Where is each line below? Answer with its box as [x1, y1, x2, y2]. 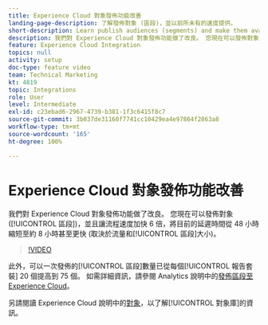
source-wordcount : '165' [8, 130, 91, 138]
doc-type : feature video [8, 64, 91, 72]
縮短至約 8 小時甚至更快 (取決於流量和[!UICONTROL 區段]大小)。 [8, 229, 221, 239]
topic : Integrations [8, 85, 77, 94]
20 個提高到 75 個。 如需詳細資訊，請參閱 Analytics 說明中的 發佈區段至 [19, 272, 254, 281]
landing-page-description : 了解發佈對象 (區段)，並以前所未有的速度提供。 [8, 19, 237, 27]
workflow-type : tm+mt [8, 123, 81, 131]
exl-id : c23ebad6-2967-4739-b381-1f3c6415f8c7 [8, 108, 166, 116]
